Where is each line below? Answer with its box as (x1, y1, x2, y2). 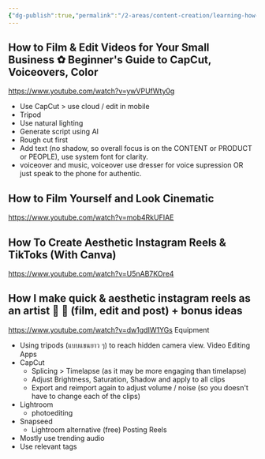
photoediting (31, 408, 73, 417)
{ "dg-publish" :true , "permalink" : (8, 11, 118, 20)
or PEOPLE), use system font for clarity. (19, 152, 148, 162)
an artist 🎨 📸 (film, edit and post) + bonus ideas (8, 304, 243, 318)
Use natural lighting (19, 119, 84, 128)
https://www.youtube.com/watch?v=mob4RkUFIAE (8, 213, 174, 222)
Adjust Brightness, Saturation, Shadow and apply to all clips (31, 374, 226, 384)
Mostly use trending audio (19, 433, 105, 442)
